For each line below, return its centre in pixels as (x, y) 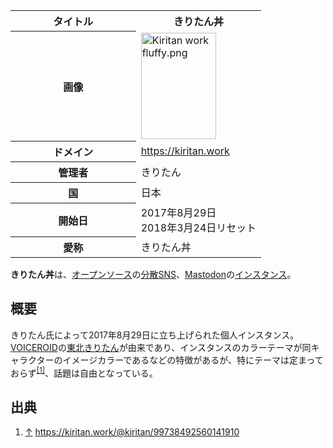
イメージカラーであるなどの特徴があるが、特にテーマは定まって (193, 360)
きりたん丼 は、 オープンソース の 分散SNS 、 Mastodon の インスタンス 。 (153, 274)
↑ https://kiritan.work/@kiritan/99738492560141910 (132, 432)
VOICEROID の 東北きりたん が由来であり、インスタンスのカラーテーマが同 (161, 347)
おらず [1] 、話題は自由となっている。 (84, 372)
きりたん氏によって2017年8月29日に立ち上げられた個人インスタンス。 (155, 335)
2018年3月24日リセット (198, 227)
